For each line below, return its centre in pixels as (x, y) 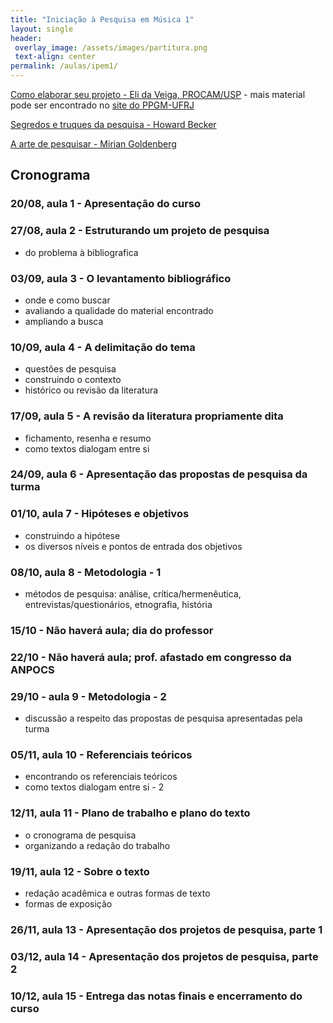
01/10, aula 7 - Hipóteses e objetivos (100, 514)
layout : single (42, 29)
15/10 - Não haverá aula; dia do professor (112, 630)
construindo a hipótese (72, 535)
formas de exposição (68, 904)
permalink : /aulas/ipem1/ (64, 66)
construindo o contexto (73, 380)
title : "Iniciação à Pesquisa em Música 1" (102, 19)
